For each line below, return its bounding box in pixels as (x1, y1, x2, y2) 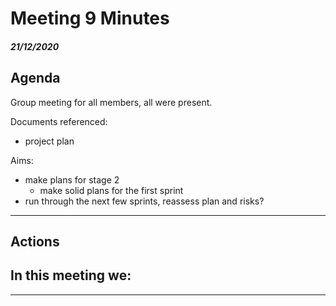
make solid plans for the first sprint (39, 184, 184, 196)
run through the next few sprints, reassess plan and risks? (24, 195, 265, 207)
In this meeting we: (10, 267, 132, 284)
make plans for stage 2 (24, 173, 120, 186)
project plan (24, 135, 75, 147)
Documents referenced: (10, 115, 108, 127)
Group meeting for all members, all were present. (10, 96, 213, 108)
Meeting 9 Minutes (10, 7, 170, 30)
